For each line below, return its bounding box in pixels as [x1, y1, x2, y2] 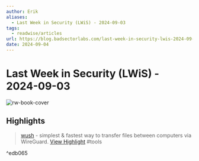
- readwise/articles [11, 31, 62, 37]
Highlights [6, 116, 46, 126]
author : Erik [6, 8, 38, 15]
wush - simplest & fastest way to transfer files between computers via [20, 132, 192, 139]
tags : [6, 25, 20, 31]
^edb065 [6, 149, 28, 156]
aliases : [6, 14, 28, 20]
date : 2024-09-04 [6, 42, 49, 48]
